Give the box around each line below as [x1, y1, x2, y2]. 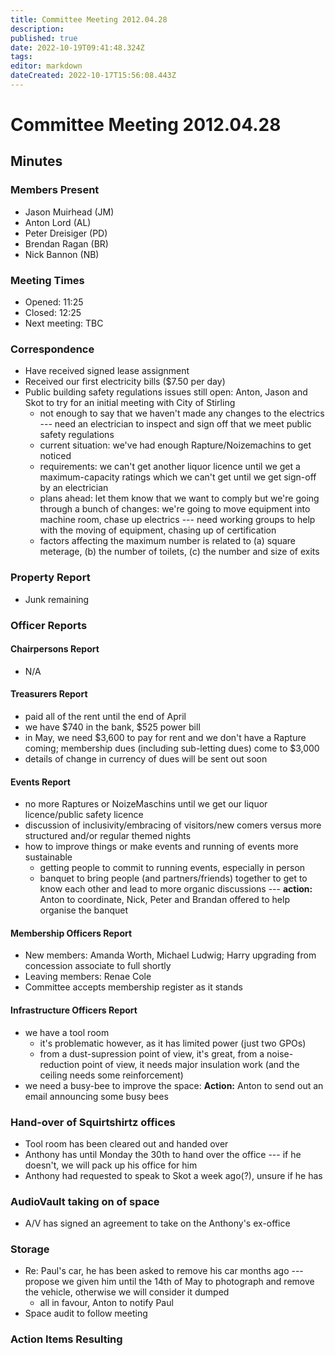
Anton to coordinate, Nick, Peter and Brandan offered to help [39, 894, 290, 906]
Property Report [10, 571, 91, 585]
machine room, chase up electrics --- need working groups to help [39, 514, 316, 526]
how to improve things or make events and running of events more [24, 841, 299, 853]
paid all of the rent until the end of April [24, 710, 187, 722]
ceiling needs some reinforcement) [39, 1069, 184, 1081]
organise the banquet [39, 904, 129, 916]
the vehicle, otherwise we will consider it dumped [24, 1286, 230, 1298]
